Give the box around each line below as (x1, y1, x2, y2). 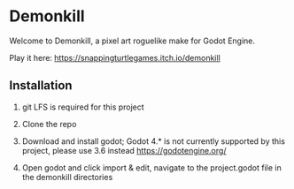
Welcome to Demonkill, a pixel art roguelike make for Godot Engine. (9, 35, 255, 46)
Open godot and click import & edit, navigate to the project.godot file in (21, 162, 282, 173)
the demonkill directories (21, 171, 113, 182)
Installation (9, 78, 73, 94)
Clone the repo (21, 118, 77, 129)
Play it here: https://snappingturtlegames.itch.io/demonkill (9, 52, 221, 63)
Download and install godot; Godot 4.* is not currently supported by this (21, 135, 286, 147)
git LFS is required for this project (21, 102, 144, 112)
